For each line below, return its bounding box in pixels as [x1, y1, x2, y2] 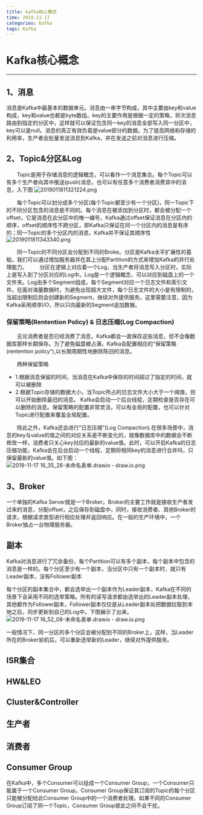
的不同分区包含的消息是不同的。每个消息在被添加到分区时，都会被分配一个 [6, 206, 192, 213]
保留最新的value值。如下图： [6, 454, 79, 462]
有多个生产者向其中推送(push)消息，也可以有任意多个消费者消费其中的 [6, 178, 181, 185]
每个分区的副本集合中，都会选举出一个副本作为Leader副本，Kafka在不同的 [6, 585, 192, 593]
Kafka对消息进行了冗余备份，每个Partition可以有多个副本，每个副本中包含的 [6, 557, 195, 565]
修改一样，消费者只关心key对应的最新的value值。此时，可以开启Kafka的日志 [6, 439, 196, 446]
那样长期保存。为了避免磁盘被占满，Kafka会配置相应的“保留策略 [16, 340, 177, 347]
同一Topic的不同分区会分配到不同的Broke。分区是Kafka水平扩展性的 [17, 248, 187, 256]
